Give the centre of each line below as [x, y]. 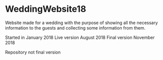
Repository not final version [33, 52]
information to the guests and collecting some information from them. [75, 28]
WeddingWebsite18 [46, 9]
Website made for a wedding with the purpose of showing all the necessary [81, 23]
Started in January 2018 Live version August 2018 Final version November [80, 37]
